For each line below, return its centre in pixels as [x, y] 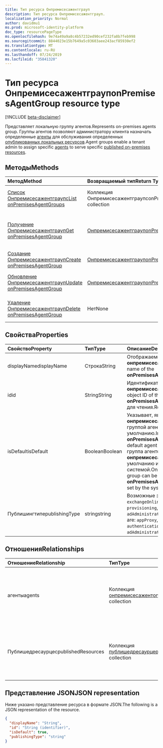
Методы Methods [32, 167]
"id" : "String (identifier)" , [40, 728]
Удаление [19, 302]
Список [16, 192]
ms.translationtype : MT [29, 46]
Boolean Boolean [103, 451]
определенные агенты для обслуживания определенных [64, 137]
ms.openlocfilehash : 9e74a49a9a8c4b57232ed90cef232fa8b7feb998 [70, 37]
